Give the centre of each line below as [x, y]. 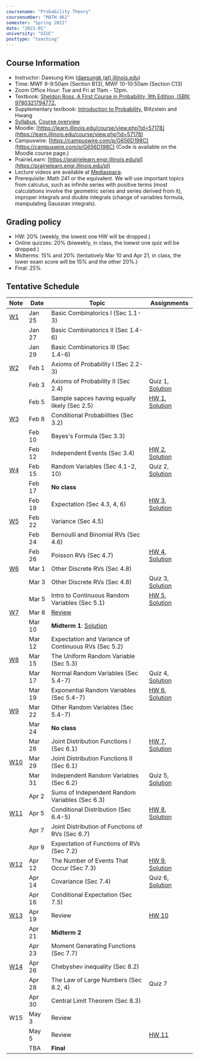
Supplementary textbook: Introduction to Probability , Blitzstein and [96, 109]
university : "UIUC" [30, 34]
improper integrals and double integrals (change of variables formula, [99, 197]
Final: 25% [28, 268]
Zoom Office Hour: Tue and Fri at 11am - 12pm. [71, 90]
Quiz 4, [159, 673]
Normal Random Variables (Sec [95, 673]
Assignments [169, 303]
